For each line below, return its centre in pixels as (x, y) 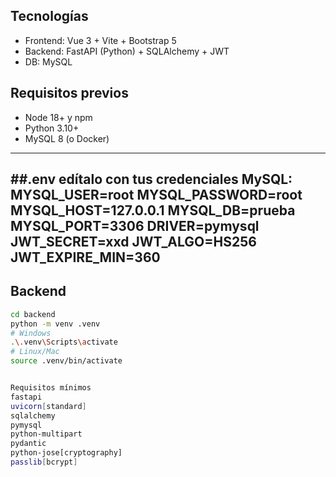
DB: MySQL (48, 61)
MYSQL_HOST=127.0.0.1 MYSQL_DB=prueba (153, 210)
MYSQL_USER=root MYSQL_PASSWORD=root (156, 195)
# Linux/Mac (35, 352)
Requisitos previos (69, 93)
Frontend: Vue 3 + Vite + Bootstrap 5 (100, 40)
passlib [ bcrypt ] (44, 462)
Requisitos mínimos (51, 388)
